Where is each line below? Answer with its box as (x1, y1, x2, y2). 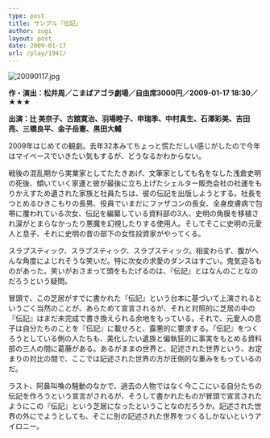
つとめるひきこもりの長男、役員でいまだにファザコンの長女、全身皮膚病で (8, 198, 255, 208)
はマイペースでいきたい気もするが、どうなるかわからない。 (8, 151, 206, 161)
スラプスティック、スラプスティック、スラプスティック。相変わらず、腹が (8, 246, 252, 255)
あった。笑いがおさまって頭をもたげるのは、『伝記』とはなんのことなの (22, 266, 259, 275)
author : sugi (8, 27, 52, 35)
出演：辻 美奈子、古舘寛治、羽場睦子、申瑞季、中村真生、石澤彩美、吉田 (8, 114, 251, 123)
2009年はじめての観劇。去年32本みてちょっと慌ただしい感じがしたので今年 (8, 141, 261, 150)
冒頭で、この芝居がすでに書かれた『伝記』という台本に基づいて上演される (8, 294, 255, 302)
